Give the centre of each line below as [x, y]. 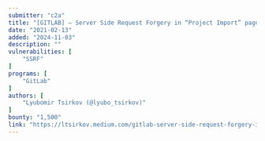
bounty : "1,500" [35, 117]
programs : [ [28, 74]
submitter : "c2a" [37, 15]
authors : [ [26, 96]
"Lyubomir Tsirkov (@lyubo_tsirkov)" [84, 103]
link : [17, 125]
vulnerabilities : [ [40, 52]
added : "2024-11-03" [42, 37]
